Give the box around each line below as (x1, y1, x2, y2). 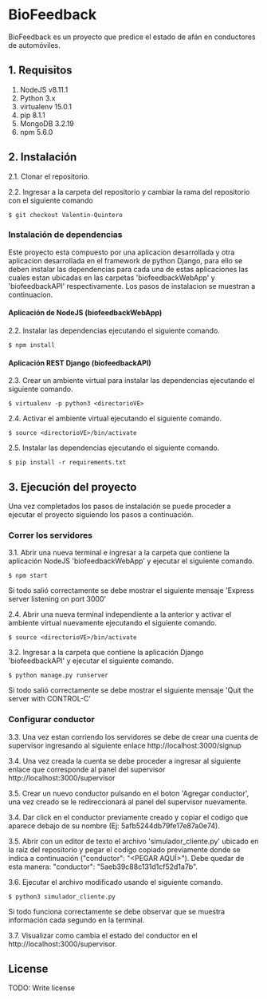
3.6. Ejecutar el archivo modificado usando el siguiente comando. (8, 877, 223, 886)
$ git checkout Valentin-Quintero (8, 211, 124, 219)
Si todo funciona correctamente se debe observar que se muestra (8, 906, 226, 916)
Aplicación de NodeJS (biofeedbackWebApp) (8, 308, 163, 318)
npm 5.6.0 (19, 127, 53, 136)
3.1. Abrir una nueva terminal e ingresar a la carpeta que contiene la (8, 548, 230, 558)
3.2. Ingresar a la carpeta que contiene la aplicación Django (8, 648, 204, 657)
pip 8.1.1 (19, 110, 45, 120)
